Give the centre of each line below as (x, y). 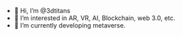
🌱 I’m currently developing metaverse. (70, 25)
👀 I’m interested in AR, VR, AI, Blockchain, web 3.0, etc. (95, 18)
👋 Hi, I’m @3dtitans (42, 11)
